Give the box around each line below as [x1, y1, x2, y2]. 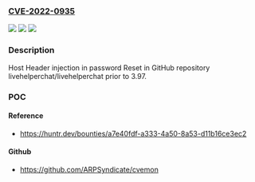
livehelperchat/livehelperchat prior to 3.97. [8, 71, 147, 81]
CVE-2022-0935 [8, 6, 76, 17]
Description [8, 45, 55, 56]
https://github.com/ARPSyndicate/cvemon [19, 164, 159, 174]
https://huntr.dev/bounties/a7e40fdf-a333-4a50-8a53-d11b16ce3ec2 [19, 129, 247, 138]
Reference [8, 111, 44, 121]
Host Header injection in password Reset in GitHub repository [8, 62, 210, 73]
